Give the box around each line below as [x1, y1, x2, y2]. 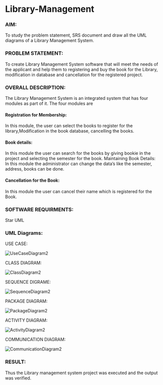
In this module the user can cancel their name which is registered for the [5, 188, 152, 194]
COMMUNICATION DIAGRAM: [5, 337, 66, 342]
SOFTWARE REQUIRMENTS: [5, 206, 74, 213]
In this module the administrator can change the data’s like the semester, [5, 161, 152, 167]
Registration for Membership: [5, 112, 67, 118]
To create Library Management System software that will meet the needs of [5, 61, 159, 67]
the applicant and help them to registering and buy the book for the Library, [5, 66, 158, 72]
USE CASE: [5, 241, 28, 247]
